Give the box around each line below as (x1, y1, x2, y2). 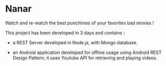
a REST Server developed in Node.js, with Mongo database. (12, 39, 138, 46)
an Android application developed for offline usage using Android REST (12, 49, 162, 55)
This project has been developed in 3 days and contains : (5, 29, 125, 36)
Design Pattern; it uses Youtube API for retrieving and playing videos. (12, 54, 157, 61)
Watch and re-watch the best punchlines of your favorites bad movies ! (5, 20, 154, 26)
